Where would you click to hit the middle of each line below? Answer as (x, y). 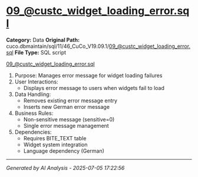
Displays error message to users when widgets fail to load (94, 88)
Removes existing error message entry (70, 100)
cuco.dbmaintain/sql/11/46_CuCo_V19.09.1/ (58, 46)
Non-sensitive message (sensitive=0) (69, 119)
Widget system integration (55, 144)
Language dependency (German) (64, 151)
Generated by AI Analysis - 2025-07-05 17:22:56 (65, 168)
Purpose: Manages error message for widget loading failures (88, 75)
